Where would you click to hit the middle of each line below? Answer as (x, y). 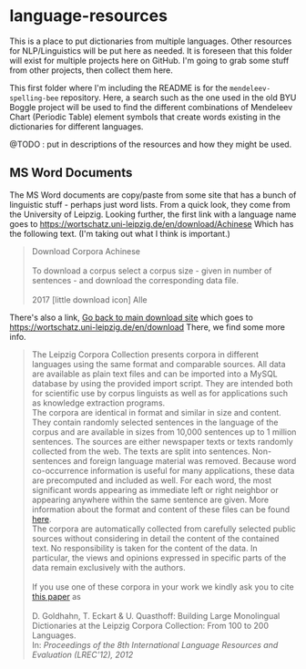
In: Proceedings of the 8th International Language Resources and (155, 644)
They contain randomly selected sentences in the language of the (155, 422)
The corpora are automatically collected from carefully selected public (163, 529)
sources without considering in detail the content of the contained (155, 538)
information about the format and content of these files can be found (161, 509)
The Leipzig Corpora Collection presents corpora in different (145, 354)
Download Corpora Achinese (86, 251)
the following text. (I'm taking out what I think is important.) (120, 233)
